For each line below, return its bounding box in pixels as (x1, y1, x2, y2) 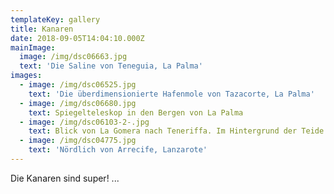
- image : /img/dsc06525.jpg (19, 80, 137, 90)
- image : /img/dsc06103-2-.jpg (19, 117, 150, 127)
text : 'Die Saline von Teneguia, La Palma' (19, 61, 203, 71)
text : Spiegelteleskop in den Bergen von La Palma (28, 107, 244, 118)
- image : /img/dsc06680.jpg (19, 98, 137, 108)
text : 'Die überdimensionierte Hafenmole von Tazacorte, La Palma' (28, 89, 315, 99)
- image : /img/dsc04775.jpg (19, 136, 137, 146)
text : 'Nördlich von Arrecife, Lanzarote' (28, 145, 208, 155)
